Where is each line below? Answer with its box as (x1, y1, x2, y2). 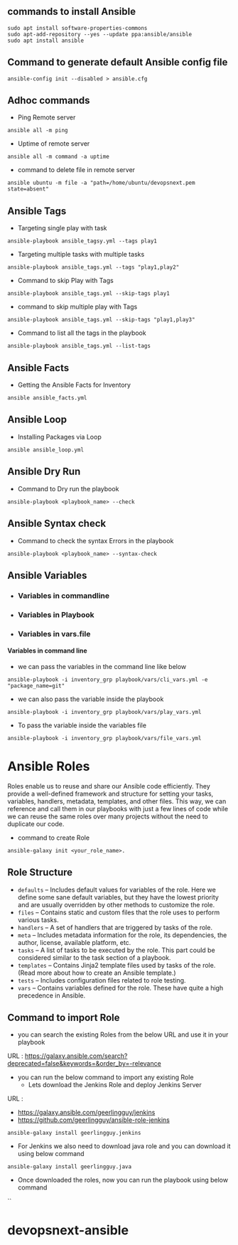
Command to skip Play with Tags (17, 277, 114, 285)
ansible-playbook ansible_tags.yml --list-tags (7, 343, 151, 350)
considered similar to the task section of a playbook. (17, 953, 171, 962)
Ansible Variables (7, 569, 87, 582)
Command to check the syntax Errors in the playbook (17, 536, 174, 545)
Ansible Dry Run (7, 466, 81, 478)
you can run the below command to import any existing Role (17, 1073, 194, 1081)
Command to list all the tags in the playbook (17, 328, 147, 337)
